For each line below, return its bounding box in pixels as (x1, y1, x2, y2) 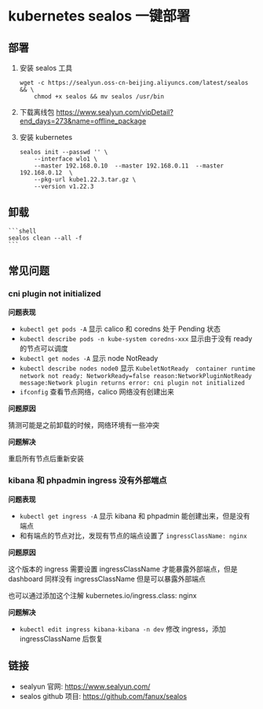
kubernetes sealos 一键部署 (8, 7, 191, 25)
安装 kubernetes (19, 133, 73, 141)
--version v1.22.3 (34, 182, 94, 190)
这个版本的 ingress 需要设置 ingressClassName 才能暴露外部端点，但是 (8, 564, 238, 574)
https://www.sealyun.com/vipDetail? (56, 108, 174, 116)
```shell (8, 227, 37, 235)
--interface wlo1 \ (34, 155, 98, 163)
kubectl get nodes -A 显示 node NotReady (19, 353, 159, 362)
